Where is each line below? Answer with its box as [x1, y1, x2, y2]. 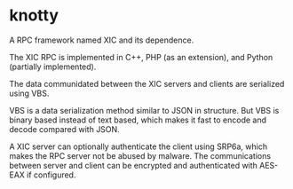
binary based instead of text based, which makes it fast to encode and [9, 114, 267, 125]
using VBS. [9, 88, 50, 98]
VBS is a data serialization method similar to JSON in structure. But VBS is [9, 105, 280, 115]
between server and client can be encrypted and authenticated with [9, 160, 257, 170]
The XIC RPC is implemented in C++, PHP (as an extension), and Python [9, 51, 273, 62]
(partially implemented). [9, 61, 97, 72]
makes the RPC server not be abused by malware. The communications [9, 150, 272, 161]
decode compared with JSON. [9, 123, 120, 134]
